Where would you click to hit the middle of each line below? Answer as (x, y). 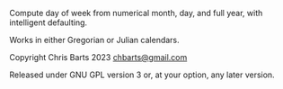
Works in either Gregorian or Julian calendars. (94, 40)
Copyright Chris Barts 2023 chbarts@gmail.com (98, 57)
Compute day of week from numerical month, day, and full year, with (136, 13)
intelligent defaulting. (49, 22)
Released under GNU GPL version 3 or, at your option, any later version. (142, 75)
